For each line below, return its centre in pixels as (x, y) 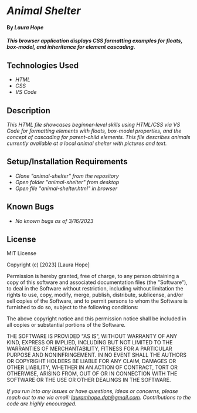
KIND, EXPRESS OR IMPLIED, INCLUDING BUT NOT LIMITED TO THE (90, 343)
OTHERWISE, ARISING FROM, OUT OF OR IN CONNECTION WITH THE (92, 374)
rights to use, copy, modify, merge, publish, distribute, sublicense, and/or (95, 295)
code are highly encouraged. (42, 404)
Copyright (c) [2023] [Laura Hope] (48, 265)
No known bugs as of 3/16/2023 (54, 221)
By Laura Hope (25, 27)
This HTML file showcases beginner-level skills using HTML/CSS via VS (94, 125)
